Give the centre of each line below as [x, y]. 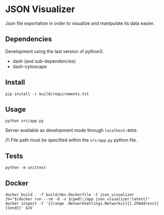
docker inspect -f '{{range [35, 203]
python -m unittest [26, 168]
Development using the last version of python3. [54, 51]
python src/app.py [24, 121]
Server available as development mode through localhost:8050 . [71, 130]
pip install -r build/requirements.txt [47, 94]
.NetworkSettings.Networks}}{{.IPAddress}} [113, 203]
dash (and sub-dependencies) [44, 61]
